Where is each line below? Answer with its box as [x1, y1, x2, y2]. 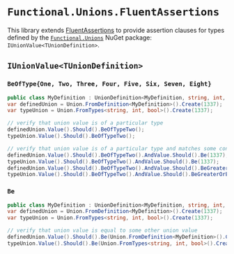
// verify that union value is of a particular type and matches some [7, 145, 217, 152]
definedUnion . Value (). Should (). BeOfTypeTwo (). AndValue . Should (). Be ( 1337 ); [7, 152, 229, 159]
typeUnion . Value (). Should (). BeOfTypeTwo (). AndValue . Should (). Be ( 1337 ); [7, 158, 219, 165]
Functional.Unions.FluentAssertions [7, 6, 220, 19]
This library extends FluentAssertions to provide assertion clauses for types [7, 26, 225, 34]
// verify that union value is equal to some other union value [7, 227, 198, 235]
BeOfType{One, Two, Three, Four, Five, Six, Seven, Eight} [7, 80, 212, 88]
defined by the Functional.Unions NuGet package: [7, 33, 152, 42]
